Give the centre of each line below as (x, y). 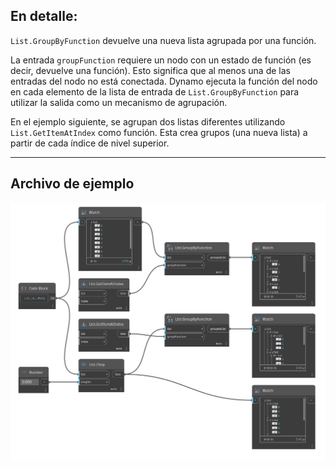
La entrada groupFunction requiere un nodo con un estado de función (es (161, 60)
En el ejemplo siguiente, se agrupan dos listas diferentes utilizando (148, 121)
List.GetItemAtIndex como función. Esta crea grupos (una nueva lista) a (159, 132)
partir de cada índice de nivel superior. (90, 143)
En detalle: (44, 16)
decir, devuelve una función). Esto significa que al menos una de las (150, 70)
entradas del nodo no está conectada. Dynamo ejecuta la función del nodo (164, 81)
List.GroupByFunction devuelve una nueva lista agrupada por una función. (163, 40)
